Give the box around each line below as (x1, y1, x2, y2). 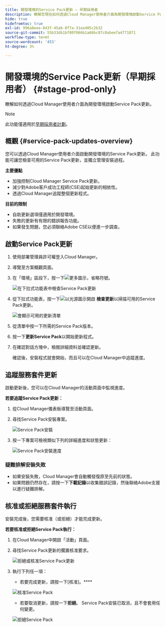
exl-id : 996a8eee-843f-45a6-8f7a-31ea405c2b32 (5, 26, 103, 31)
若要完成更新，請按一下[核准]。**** (19, 579, 92, 585)
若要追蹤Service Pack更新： (5, 395, 63, 401)
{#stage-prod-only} (33, 84, 117, 95)
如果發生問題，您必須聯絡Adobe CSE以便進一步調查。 (12, 224, 123, 230)
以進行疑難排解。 (12, 486, 47, 492)
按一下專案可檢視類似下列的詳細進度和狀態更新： (12, 437, 112, 443)
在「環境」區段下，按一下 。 (12, 275, 113, 281)
